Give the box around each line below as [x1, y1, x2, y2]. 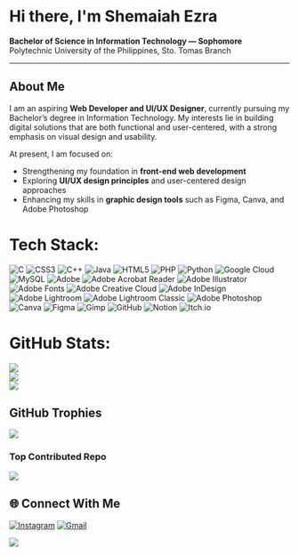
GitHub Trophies [9, 406, 102, 421]
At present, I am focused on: [9, 149, 114, 159]
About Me [9, 79, 65, 94]
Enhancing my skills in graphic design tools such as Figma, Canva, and [21, 194, 285, 205]
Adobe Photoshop [21, 203, 89, 214]
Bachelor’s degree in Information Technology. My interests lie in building [9, 112, 274, 123]
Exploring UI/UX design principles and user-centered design [21, 175, 246, 186]
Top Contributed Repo [9, 451, 107, 463]
